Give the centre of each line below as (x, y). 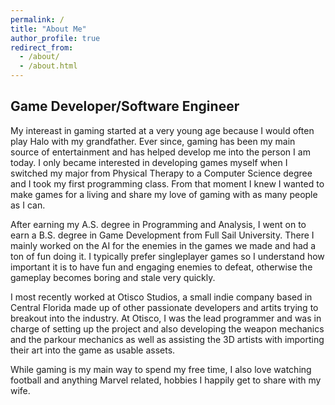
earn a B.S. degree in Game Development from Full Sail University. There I (162, 235)
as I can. (28, 205)
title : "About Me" (48, 29)
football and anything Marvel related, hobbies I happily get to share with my (166, 380)
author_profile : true (55, 38)
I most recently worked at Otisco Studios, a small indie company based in (161, 297)
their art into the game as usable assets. (93, 350)
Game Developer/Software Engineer (125, 106)
